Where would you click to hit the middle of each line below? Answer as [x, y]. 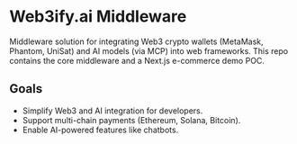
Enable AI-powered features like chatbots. [100, 130]
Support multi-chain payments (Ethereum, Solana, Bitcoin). [131, 120]
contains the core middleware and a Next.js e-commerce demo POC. [137, 60]
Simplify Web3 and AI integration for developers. [112, 111]
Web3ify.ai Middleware [98, 17]
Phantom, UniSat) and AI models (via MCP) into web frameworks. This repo [149, 50]
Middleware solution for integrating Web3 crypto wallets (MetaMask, [136, 41]
